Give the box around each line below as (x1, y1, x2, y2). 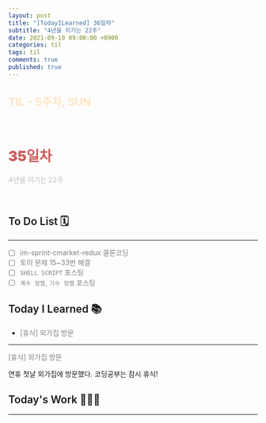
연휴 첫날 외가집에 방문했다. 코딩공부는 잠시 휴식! (8, 369, 158, 379)
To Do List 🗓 (8, 215, 70, 228)
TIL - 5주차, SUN (8, 95, 92, 109)
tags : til (8, 48, 41, 56)
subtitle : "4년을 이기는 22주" (8, 26, 101, 34)
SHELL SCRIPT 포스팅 (19, 268, 85, 277)
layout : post (8, 11, 51, 20)
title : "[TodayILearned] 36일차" (8, 19, 116, 27)
